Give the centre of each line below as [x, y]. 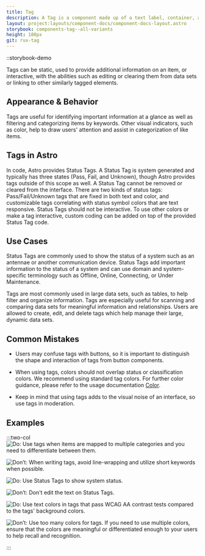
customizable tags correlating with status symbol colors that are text [92, 202]
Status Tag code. [28, 222]
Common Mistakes [43, 339]
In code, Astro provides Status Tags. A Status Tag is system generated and [100, 170]
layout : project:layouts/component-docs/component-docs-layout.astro [97, 23]
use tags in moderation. [45, 404]
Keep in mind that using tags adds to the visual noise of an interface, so [105, 397]
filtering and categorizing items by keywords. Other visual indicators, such [100, 123]
